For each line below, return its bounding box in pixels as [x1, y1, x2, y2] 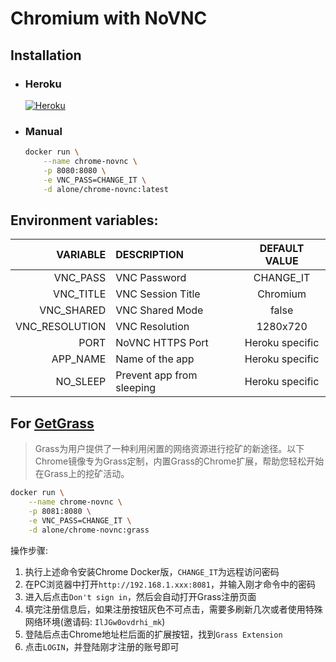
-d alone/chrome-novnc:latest [43, 184, 169, 194]
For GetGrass [10, 415, 95, 432]
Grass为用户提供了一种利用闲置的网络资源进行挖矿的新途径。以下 [34, 443, 305, 455]
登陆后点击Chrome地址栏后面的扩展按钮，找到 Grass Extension [24, 628, 283, 640]
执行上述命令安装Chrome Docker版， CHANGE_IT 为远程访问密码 [24, 565, 280, 577]
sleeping [115, 381, 157, 395]
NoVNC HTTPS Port [115, 336, 209, 350]
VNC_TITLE [53, 287, 107, 301]
